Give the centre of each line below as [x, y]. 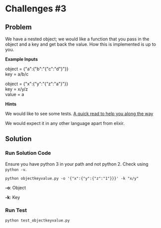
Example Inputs [22, 59]
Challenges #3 [36, 9]
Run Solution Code [28, 153]
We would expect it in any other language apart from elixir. [65, 123]
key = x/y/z [17, 89]
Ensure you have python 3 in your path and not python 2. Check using [77, 164]
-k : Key [13, 197]
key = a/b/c [17, 74]
